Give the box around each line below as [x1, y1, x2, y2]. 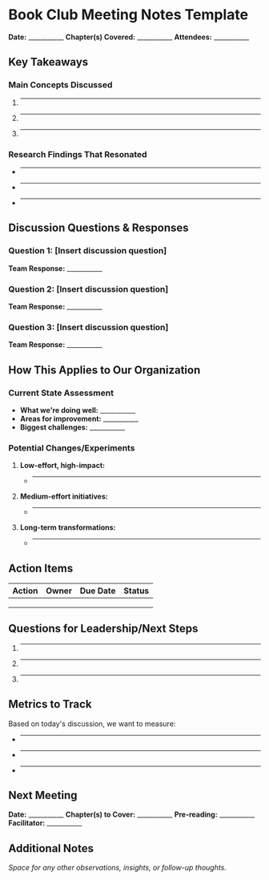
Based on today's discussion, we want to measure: [8, 719, 176, 729]
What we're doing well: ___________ [19, 405, 136, 414]
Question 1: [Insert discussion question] [8, 245, 167, 256]
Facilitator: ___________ [8, 818, 82, 828]
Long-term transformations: [19, 523, 116, 532]
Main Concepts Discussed [8, 79, 113, 91]
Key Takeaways [8, 55, 89, 69]
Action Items [8, 561, 74, 575]
